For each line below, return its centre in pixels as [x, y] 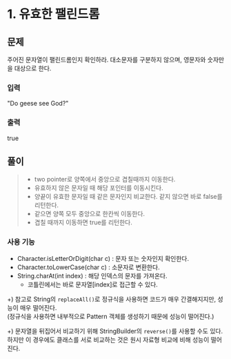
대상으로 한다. [33, 68]
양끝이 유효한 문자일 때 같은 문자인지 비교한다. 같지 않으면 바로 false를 [128, 197]
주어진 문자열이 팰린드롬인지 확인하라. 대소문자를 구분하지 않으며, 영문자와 [107, 60]
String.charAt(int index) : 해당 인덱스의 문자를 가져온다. [92, 275]
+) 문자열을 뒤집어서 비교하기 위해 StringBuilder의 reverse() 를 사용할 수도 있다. [115, 331]
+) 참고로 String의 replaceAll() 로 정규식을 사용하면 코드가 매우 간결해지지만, [112, 299]
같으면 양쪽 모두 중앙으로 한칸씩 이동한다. [90, 214]
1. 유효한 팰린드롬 [53, 14]
